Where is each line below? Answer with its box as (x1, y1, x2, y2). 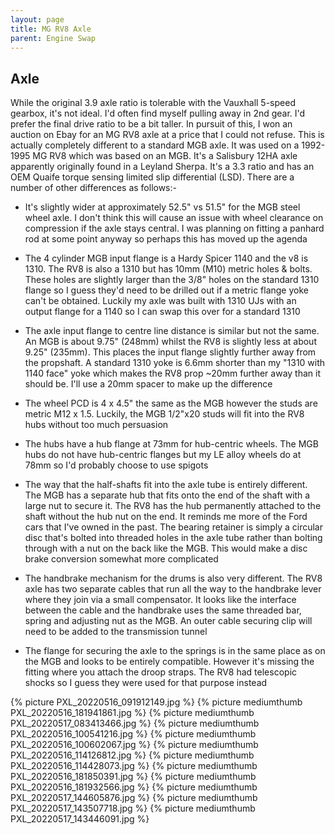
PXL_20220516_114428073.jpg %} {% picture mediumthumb (10, 760, 258, 772)
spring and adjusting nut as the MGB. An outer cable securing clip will (24, 615, 313, 627)
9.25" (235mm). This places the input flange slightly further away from (24, 346, 317, 358)
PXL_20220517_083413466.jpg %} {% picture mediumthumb (10, 717, 260, 730)
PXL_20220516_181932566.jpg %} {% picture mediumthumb (10, 781, 258, 793)
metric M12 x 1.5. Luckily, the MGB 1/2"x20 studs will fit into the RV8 (24, 408, 305, 420)
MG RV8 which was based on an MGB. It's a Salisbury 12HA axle (32, 150, 298, 162)
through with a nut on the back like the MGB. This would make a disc (24, 542, 308, 555)
